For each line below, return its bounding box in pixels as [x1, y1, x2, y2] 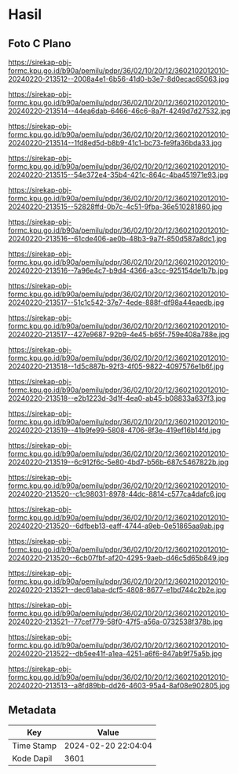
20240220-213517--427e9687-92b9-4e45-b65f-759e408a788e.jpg [8, 330, 229, 339]
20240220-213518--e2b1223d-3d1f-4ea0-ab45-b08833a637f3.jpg [8, 394, 226, 402]
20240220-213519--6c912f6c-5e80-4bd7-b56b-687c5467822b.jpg [8, 457, 229, 467]
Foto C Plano [8, 37, 71, 50]
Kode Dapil [12, 753, 53, 764]
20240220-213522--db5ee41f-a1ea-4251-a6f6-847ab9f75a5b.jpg [8, 649, 222, 658]
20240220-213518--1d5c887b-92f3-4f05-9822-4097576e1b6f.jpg [8, 361, 225, 371]
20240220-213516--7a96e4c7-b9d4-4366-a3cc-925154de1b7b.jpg [8, 266, 229, 275]
